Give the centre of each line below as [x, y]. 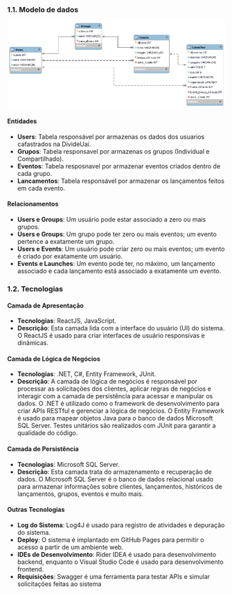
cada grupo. [35, 173]
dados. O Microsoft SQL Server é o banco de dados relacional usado [115, 479]
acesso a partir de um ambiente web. [70, 547]
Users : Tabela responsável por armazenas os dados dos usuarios [111, 136]
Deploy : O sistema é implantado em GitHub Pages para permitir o [110, 540]
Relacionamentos [33, 204]
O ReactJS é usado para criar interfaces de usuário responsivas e [111, 336]
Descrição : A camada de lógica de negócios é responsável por [107, 382]
